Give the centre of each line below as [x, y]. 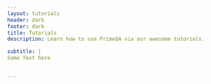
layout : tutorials [33, 13]
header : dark [26, 20]
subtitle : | [24, 52]
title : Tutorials [32, 33]
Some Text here [29, 58]
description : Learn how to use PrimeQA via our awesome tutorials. [106, 39]
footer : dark [26, 26]
